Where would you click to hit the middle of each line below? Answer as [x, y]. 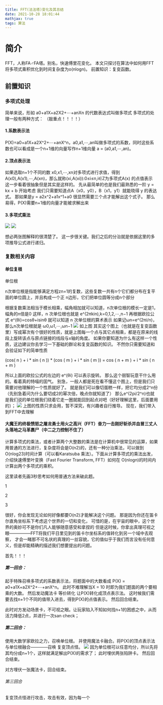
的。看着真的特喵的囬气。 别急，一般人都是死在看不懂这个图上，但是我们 [78, 381]
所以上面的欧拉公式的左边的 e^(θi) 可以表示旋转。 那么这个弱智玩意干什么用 [81, 375]
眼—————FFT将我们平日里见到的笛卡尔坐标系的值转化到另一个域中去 [77, 533]
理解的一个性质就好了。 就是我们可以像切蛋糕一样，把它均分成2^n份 [90, 387]
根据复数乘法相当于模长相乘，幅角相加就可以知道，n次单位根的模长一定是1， [81, 308]
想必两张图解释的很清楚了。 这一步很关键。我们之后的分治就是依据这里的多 [80, 237]
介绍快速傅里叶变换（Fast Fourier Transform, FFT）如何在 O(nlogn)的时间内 [81, 460]
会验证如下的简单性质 [26, 350]
